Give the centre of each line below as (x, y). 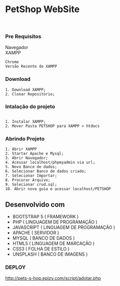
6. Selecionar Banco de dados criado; (46, 171)
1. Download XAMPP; (26, 89)
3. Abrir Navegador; (27, 158)
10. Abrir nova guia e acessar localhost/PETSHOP (58, 189)
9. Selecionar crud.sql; (31, 185)
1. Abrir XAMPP (21, 149)
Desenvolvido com (35, 204)
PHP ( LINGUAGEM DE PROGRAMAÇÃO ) (55, 222)
